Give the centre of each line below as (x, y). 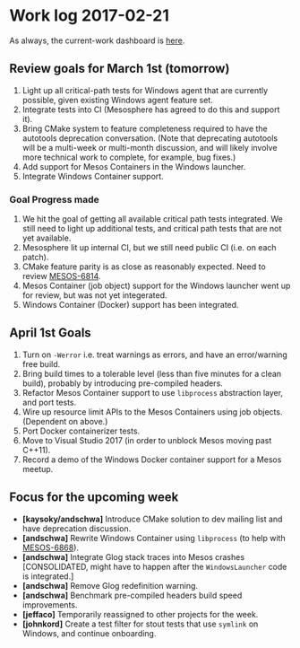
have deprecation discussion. (77, 528)
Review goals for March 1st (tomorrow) (120, 69)
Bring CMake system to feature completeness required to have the (145, 128)
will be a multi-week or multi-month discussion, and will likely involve (150, 147)
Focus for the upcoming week (94, 498)
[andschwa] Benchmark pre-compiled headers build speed (132, 595)
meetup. (38, 468)
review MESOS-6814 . (61, 276)
